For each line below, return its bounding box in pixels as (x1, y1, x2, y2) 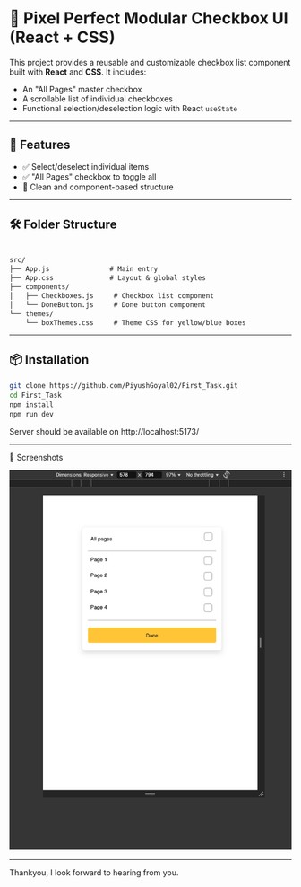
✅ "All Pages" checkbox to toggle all (21, 171, 157, 182)
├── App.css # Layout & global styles (9, 273, 206, 282)
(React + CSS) (9, 27, 116, 48)
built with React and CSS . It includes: (9, 66, 147, 77)
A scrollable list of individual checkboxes (21, 93, 173, 104)
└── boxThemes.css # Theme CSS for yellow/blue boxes (25, 318, 246, 327)
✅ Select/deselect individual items (21, 161, 150, 171)
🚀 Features (9, 137, 71, 153)
